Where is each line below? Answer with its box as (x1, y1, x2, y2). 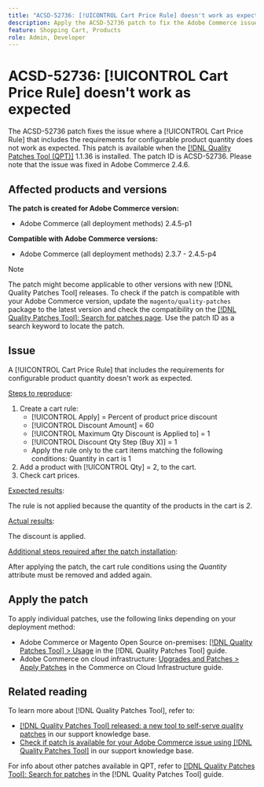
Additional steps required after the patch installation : (8, 547, 178, 556)
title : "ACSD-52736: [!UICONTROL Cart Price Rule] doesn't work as (8, 11, 234, 20)
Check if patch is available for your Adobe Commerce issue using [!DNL (19, 738, 253, 747)
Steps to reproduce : (8, 388, 73, 397)
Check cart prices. (19, 470, 80, 480)
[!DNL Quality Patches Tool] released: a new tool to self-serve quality (19, 721, 244, 730)
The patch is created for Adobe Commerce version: (8, 203, 179, 213)
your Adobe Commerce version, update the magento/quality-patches (8, 296, 232, 306)
